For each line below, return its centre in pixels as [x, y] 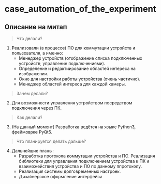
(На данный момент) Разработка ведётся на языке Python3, [73, 127]
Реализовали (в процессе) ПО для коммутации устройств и [73, 48]
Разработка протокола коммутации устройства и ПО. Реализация [87, 156]
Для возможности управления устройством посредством [72, 103]
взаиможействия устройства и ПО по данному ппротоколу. [80, 166]
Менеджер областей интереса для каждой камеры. [72, 84]
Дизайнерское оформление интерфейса [60, 176]
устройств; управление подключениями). [62, 63]
